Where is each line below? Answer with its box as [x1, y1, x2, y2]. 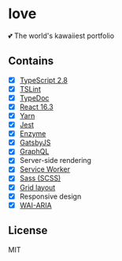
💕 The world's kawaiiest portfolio [8, 31, 115, 40]
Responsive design [19, 191, 82, 201]
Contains [8, 55, 54, 68]
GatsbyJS [19, 138, 51, 147]
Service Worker [19, 165, 71, 174]
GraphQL [19, 147, 50, 157]
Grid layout [19, 183, 56, 192]
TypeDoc [19, 93, 50, 103]
